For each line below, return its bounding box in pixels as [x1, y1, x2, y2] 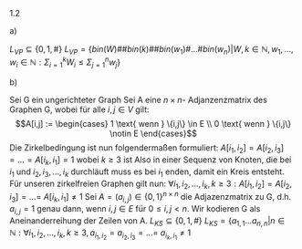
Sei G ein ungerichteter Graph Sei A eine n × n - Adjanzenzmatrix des [9, 95, 267, 106]
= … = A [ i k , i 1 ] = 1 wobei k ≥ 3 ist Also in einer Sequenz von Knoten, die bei [9, 154, 292, 167]
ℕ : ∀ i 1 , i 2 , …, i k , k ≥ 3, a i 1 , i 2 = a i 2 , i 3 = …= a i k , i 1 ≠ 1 [9, 227, 192, 242]
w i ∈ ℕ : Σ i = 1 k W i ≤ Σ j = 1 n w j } [9, 55, 121, 70]
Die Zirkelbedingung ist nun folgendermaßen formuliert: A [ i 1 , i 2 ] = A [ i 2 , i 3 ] [9, 142, 285, 156]
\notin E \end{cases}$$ [109, 128, 198, 140]
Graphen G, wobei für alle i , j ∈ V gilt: [9, 104, 150, 115]
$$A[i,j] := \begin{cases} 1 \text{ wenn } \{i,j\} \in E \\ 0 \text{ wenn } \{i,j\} [15, 119, 292, 130]
